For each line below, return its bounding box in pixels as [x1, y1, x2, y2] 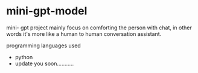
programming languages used [6, 42, 81, 49]
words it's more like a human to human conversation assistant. [6, 30, 162, 37]
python [14, 53, 33, 60]
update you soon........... [14, 60, 74, 67]
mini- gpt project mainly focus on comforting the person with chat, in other [6, 24, 192, 31]
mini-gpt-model [6, 4, 88, 18]
